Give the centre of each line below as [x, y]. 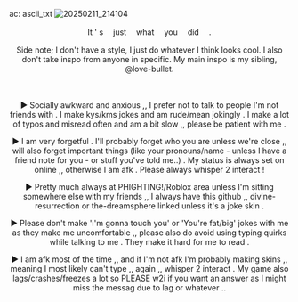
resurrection [57, 206]
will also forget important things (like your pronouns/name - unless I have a [149, 151]
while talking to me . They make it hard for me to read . [149, 242]
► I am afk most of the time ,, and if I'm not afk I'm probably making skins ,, [149, 259]
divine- [263, 196]
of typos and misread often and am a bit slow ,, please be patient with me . [149, 124]
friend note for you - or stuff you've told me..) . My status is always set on [149, 160]
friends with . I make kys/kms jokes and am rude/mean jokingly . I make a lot [149, 114]
